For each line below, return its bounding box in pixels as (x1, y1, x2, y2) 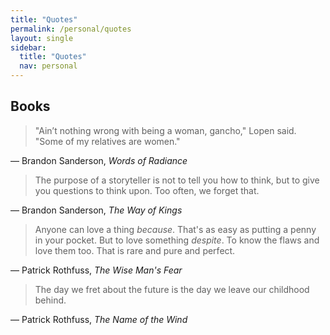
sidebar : (10, 42, 47, 53)
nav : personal (19, 61, 78, 71)
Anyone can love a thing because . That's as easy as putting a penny (34, 223, 317, 235)
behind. (34, 294, 67, 306)
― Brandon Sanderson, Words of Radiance (10, 154, 188, 166)
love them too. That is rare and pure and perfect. (34, 244, 236, 256)
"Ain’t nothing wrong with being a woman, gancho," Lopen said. (34, 124, 297, 136)
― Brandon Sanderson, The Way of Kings (10, 204, 183, 216)
